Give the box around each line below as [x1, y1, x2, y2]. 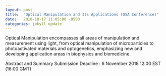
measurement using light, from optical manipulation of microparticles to [5, 40, 154, 46]
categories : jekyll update [5, 21, 62, 26]
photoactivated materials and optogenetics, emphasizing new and [5, 45, 143, 51]
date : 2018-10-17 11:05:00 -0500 [5, 16, 80, 21]
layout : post [5, 7, 33, 12]
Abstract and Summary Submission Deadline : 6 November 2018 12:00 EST [5, 60, 161, 66]
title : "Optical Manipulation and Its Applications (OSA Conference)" [5, 12, 159, 17]
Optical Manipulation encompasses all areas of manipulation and [5, 35, 140, 41]
